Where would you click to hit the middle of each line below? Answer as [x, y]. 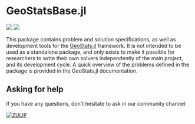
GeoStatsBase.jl [46, 11]
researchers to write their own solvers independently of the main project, [95, 58]
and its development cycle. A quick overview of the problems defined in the [98, 64]
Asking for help [35, 89]
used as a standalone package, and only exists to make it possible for [90, 52]
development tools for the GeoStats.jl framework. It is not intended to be [94, 45]
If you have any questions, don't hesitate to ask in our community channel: [96, 103]
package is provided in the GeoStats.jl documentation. [72, 71]
